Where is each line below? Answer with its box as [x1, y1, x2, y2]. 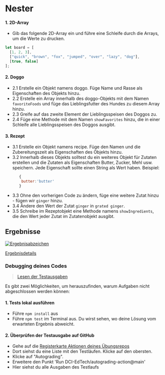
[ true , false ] [9, 59, 38, 64]
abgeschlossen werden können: [5, 288, 70, 294]
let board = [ [5, 45, 34, 50]
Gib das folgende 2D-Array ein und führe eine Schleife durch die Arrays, [12, 31, 159, 36]
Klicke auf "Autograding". [12, 354, 64, 360]
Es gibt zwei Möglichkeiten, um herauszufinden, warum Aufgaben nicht [5, 283, 150, 289]
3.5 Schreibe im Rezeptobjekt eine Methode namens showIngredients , [12, 208, 154, 214]
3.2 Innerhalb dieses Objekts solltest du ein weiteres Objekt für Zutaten [12, 155, 157, 160]
